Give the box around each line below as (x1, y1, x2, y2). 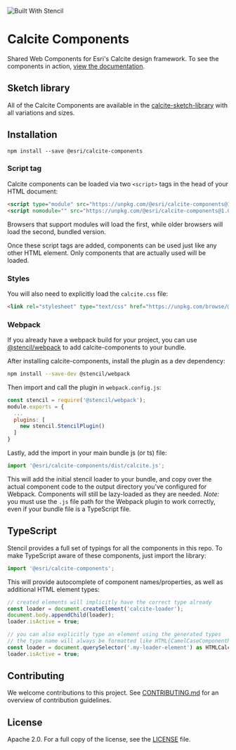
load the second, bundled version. (7, 227, 107, 235)
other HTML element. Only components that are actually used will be (7, 248, 206, 257)
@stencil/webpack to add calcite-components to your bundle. (7, 343, 186, 351)
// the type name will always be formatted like (7, 638, 152, 645)
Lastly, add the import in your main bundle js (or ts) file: (7, 448, 167, 457)
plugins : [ (13, 416, 46, 423)
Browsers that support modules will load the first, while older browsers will (7, 220, 223, 228)
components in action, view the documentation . (7, 62, 145, 70)
